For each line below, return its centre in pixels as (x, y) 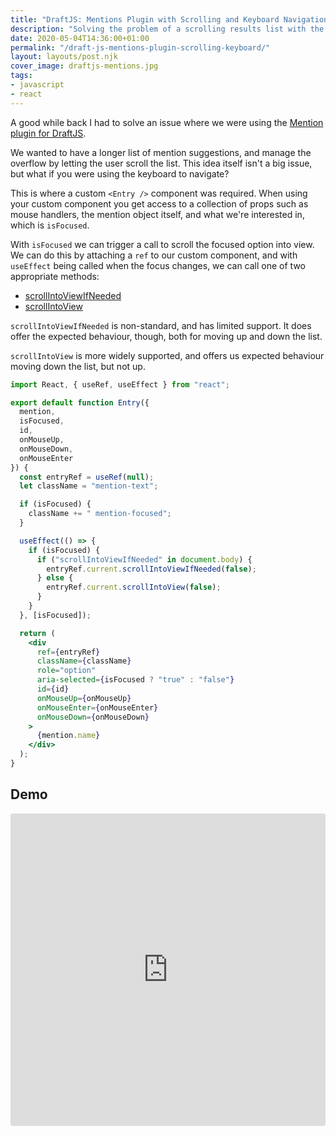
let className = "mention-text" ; (89, 486)
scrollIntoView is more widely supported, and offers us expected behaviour (167, 355)
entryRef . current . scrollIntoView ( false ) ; (134, 587)
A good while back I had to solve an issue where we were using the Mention (167, 122)
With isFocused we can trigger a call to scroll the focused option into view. (162, 244)
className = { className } (84, 661)
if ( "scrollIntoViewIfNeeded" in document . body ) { (144, 559)
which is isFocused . (50, 225)
